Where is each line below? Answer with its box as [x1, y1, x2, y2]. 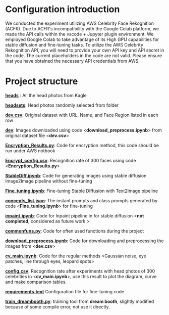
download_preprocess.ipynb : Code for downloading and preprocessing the [5, 238, 164, 244]
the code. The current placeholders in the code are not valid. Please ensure [5, 52, 162, 59]
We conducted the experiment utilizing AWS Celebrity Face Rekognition [5, 20, 154, 26]
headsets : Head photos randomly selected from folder [5, 102, 119, 108]
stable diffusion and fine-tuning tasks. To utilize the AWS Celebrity [5, 41, 144, 48]
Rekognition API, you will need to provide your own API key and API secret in [5, 47, 164, 53]
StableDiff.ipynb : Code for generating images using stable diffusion [5, 172, 147, 178]
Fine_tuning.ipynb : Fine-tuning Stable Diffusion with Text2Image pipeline [5, 188, 158, 194]
